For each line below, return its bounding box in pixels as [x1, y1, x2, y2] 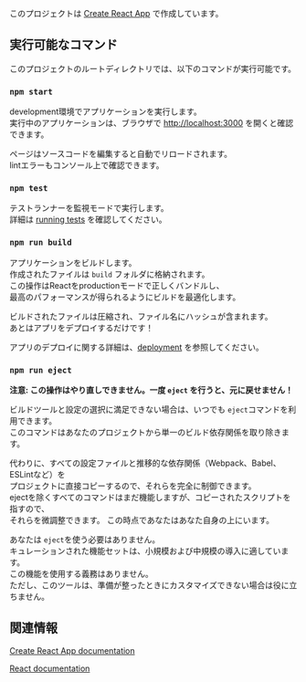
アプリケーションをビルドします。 [9, 257, 137, 268]
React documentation [9, 663, 90, 674]
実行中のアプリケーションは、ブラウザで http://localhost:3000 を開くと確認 [9, 118, 294, 129]
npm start [9, 86, 53, 97]
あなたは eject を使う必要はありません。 [9, 534, 161, 545]
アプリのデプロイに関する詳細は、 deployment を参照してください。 [9, 341, 265, 352]
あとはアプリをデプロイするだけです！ [9, 322, 153, 333]
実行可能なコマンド [9, 37, 118, 53]
